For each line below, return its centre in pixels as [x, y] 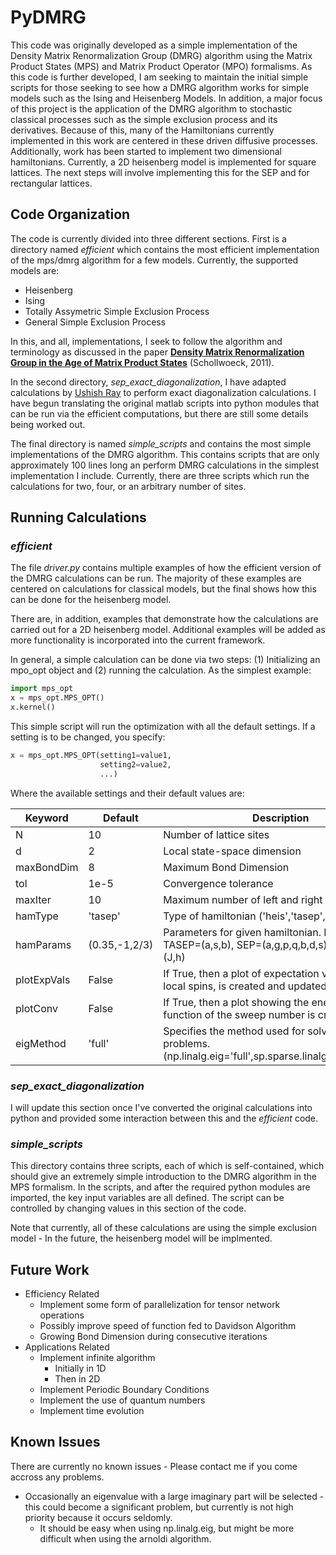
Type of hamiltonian [210, 916]
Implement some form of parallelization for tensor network [160, 1305]
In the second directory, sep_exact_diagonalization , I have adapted [148, 382]
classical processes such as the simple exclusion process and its [144, 119]
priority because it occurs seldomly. [98, 1517]
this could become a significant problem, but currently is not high [159, 1507]
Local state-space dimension [232, 851]
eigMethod [41, 1043]
